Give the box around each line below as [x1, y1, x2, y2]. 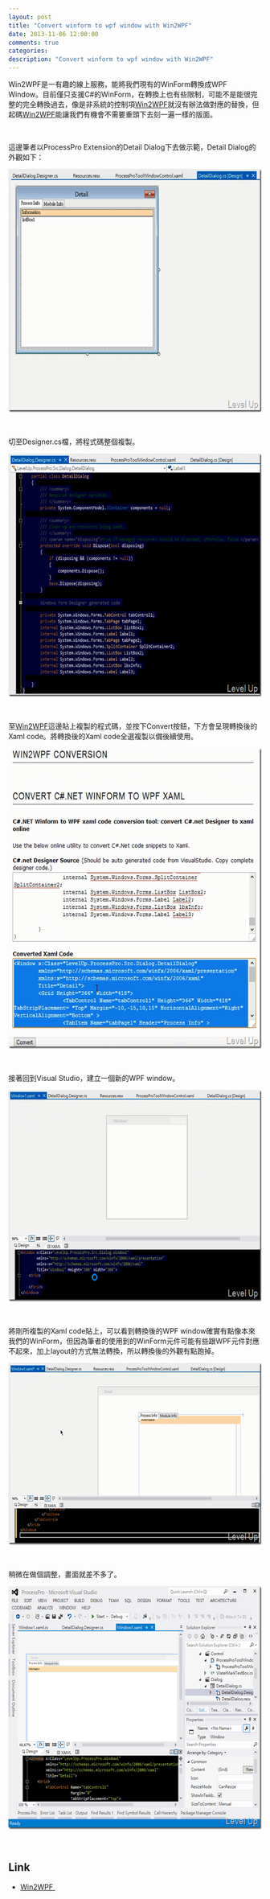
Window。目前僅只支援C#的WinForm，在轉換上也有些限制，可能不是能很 [8, 89, 252, 99]
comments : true [8, 39, 59, 47]
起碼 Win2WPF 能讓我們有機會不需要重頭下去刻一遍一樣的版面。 [8, 109, 217, 119]
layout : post [8, 13, 52, 21]
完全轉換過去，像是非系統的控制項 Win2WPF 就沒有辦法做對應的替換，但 [22, 100, 260, 109]
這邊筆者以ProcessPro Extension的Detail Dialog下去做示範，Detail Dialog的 [8, 142, 256, 152]
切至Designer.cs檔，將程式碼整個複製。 [8, 437, 139, 446]
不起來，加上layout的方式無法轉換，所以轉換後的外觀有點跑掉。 [8, 1346, 219, 1355]
